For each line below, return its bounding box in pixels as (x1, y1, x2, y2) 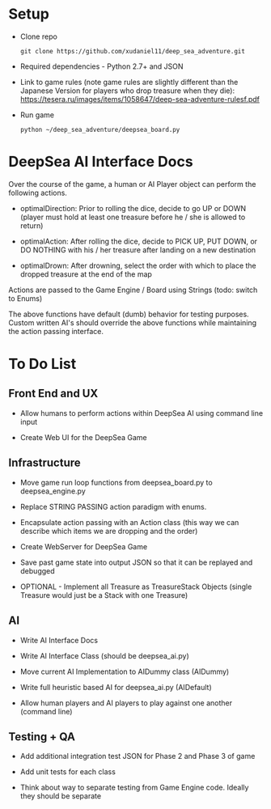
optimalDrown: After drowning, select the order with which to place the (19, 260, 256, 270)
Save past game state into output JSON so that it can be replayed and (19, 557, 253, 567)
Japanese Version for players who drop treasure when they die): (19, 86, 235, 95)
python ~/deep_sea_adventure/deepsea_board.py (19, 125, 180, 133)
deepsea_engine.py (19, 486, 87, 496)
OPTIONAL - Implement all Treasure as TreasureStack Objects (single (19, 582, 252, 591)
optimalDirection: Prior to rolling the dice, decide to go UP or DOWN (19, 203, 247, 213)
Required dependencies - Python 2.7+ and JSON (19, 61, 184, 71)
